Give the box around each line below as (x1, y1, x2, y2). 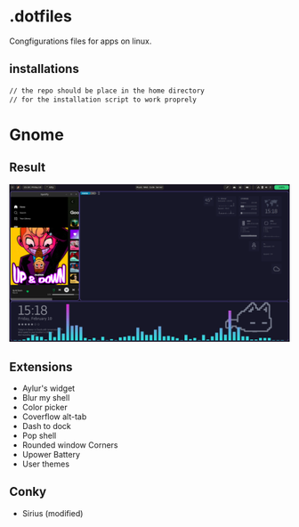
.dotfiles (9, 6, 73, 27)
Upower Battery (21, 450, 81, 460)
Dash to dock (21, 421, 71, 432)
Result (9, 160, 46, 175)
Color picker (21, 402, 69, 413)
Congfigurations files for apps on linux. (9, 36, 152, 46)
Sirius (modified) (21, 507, 84, 518)
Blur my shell (21, 393, 70, 403)
